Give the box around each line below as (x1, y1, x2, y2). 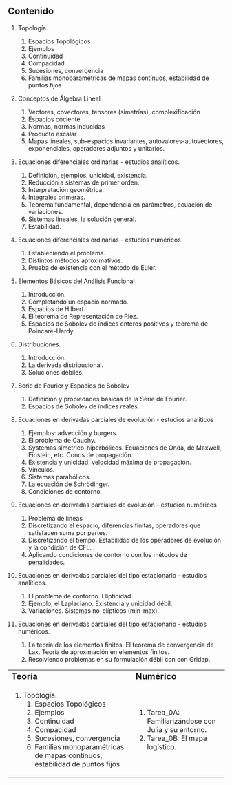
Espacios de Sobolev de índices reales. (28, 402, 140, 410)
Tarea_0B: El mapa (147, 733, 207, 743)
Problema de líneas (28, 514, 83, 522)
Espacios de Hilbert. (28, 304, 85, 313)
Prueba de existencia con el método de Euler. (28, 263, 157, 271)
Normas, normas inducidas (28, 122, 105, 130)
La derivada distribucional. (28, 361, 104, 369)
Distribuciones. (17, 340, 61, 348)
